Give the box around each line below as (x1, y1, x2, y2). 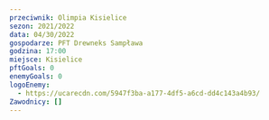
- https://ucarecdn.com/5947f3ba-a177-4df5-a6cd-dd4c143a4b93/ (17, 88, 260, 97)
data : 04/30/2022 (9, 30, 75, 39)
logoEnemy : (9, 80, 51, 89)
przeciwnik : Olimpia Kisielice (9, 13, 127, 23)
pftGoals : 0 (9, 64, 54, 73)
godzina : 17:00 (9, 47, 67, 56)
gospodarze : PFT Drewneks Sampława (9, 38, 144, 48)
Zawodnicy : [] (9, 97, 63, 106)
